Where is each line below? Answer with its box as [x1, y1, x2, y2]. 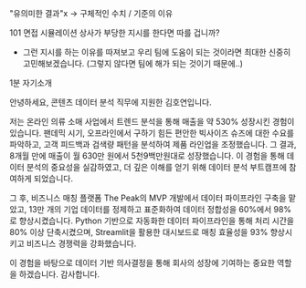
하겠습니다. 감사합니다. [18, 269, 100, 280]
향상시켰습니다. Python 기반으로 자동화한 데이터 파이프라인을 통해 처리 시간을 [18, 215, 295, 226]
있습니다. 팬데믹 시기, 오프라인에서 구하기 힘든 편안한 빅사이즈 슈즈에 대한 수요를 [9, 128, 295, 139]
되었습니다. [33, 173, 74, 184]
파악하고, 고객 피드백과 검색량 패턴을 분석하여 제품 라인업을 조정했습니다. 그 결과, [9, 139, 297, 149]
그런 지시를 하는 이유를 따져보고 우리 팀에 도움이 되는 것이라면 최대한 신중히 [22, 46, 291, 57]
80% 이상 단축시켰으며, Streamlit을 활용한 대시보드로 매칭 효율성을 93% [9, 227, 269, 237]
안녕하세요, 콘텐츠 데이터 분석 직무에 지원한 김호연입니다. [9, 97, 212, 108]
